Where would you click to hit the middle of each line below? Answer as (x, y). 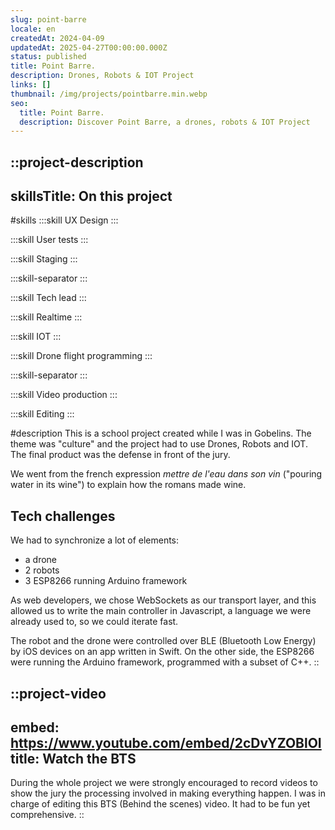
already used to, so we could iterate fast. (94, 622)
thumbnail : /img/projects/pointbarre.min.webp (109, 94)
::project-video (58, 693)
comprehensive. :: (47, 815)
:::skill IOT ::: (36, 337)
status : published (48, 57)
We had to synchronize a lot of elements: (95, 540)
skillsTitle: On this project (91, 196)
